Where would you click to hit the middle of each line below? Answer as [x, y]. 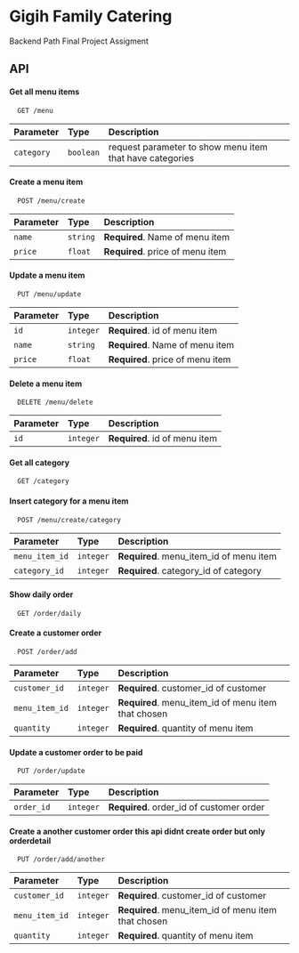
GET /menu [35, 110]
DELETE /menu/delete [55, 402]
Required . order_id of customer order [186, 807]
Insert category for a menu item [69, 501]
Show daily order [41, 594]
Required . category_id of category [190, 570]
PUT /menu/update [49, 294]
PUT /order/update [52, 771]
